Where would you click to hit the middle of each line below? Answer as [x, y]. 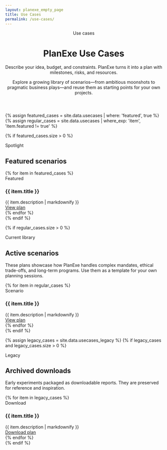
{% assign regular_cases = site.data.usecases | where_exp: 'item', [73, 121]
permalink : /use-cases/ [30, 19]
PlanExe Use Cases [84, 53]
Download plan [21, 432]
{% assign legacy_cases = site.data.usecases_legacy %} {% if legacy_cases [83, 340]
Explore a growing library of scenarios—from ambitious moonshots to [84, 82]
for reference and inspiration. [35, 388]
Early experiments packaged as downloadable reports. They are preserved [82, 383]
